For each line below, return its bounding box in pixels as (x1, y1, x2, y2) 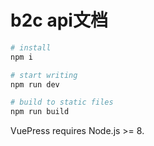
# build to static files (10, 97, 114, 108)
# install (10, 42, 52, 53)
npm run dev (10, 79, 60, 90)
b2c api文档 (10, 9, 108, 32)
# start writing (10, 70, 78, 80)
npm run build (10, 107, 70, 117)
